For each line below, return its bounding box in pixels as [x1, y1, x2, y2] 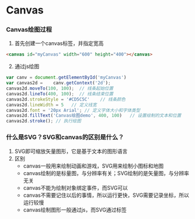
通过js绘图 [14, 63, 40, 70]
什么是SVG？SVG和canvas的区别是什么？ [6, 133, 124, 141]
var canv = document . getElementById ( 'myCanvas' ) [6, 74, 127, 81]
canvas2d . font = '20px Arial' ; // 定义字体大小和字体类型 [6, 107, 141, 113]
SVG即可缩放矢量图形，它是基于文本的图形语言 [14, 148, 128, 155]
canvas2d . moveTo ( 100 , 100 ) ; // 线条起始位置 [6, 85, 114, 91]
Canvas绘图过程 [6, 26, 53, 34]
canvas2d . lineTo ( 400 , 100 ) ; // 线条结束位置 [6, 91, 114, 97]
